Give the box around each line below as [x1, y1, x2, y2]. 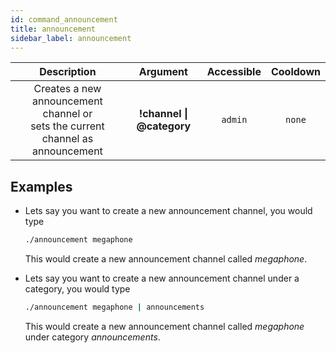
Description [39, 65, 97, 79]
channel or [42, 107, 93, 121]
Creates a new [33, 82, 102, 96]
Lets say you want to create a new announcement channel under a [24, 272, 300, 285]
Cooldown [270, 65, 321, 79]
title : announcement [10, 24, 97, 34]
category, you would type [24, 283, 131, 295]
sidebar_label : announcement [10, 33, 132, 43]
